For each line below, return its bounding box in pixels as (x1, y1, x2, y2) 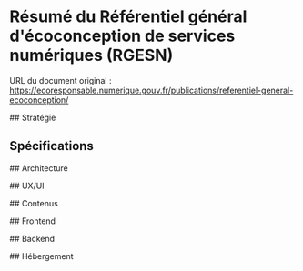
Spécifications (9, 138, 94, 154)
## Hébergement (9, 250, 75, 261)
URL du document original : (9, 75, 112, 85)
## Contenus (9, 197, 59, 208)
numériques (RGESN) (9, 45, 174, 65)
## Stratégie (9, 112, 56, 123)
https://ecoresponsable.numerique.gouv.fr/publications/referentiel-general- (9, 85, 294, 95)
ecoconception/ (9, 94, 69, 105)
